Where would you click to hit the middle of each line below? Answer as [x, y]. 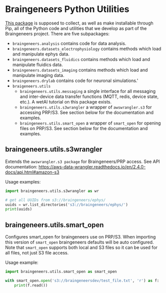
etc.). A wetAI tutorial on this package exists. [66, 101]
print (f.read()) [31, 285]
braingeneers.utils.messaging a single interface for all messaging [88, 91]
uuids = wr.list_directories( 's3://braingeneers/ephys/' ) [67, 204]
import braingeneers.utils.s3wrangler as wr [52, 191]
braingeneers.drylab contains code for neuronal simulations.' [75, 80]
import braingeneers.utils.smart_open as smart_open [61, 272]
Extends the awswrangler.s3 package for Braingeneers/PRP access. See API [83, 161]
